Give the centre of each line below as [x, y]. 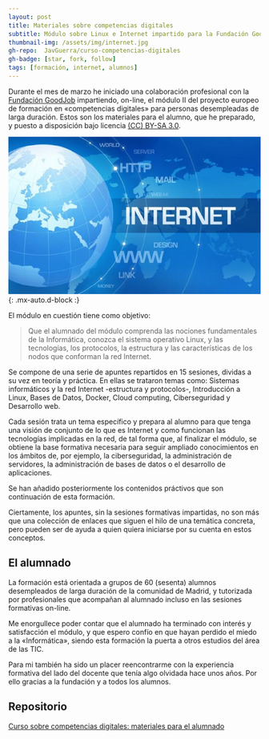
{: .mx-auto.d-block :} [44, 300]
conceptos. [27, 538]
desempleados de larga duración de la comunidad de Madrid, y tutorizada [130, 591]
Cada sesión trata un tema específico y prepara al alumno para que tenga [130, 422]
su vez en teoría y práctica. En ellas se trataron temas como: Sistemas [124, 380]
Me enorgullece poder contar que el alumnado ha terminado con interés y [130, 623]
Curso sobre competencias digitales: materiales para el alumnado [116, 726]
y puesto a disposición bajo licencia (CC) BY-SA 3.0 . [95, 125]
